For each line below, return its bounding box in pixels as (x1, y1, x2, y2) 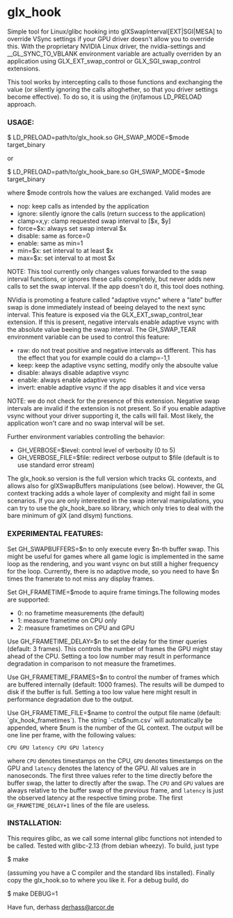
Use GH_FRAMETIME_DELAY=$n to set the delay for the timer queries (7, 637, 207, 645)
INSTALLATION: (7, 818, 62, 828)
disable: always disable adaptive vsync (17, 369, 129, 377)
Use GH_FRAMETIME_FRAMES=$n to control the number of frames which (7, 673, 220, 681)
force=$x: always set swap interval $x (17, 224, 127, 233)
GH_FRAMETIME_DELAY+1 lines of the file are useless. (7, 801, 150, 809)
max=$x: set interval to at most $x (17, 254, 116, 262)
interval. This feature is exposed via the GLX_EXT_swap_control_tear (7, 311, 203, 319)
